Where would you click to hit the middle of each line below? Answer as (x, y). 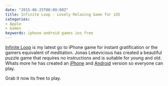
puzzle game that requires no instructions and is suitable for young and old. (83, 58)
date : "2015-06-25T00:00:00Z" (37, 10)
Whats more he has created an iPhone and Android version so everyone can (84, 63)
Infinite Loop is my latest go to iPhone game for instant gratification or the (81, 47)
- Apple (13, 24)
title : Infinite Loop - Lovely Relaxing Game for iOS (63, 14)
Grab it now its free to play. (33, 78)
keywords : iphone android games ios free (49, 33)
